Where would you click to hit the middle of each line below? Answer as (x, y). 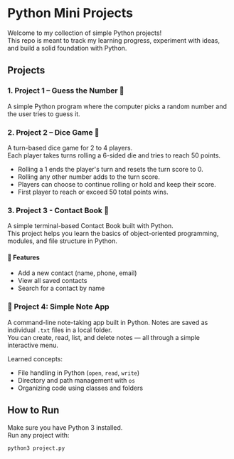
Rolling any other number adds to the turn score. (89, 177)
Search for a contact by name (61, 288)
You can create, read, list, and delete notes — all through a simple (104, 337)
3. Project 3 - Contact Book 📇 (58, 210)
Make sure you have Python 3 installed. (65, 427)
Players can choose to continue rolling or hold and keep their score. (117, 184)
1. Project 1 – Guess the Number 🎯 (66, 91)
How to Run (33, 410)
